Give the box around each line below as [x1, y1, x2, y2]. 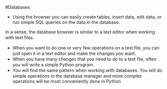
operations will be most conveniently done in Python [12, 78, 121, 84]
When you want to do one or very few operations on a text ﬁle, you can [12, 45, 159, 50]
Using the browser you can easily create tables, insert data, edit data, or [12, 14, 162, 19]
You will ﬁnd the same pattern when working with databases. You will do [12, 67, 162, 73]
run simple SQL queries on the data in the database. [12, 19, 120, 25]
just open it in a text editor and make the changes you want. [12, 50, 136, 56]
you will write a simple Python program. [12, 62, 94, 67]
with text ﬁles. [5, 34, 34, 40]
